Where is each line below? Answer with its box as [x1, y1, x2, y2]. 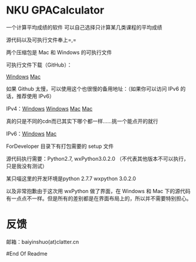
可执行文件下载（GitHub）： [6, 61, 72, 68]
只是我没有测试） [6, 162, 48, 170]
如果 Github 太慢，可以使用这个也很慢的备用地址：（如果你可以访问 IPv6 [6, 85, 180, 92]
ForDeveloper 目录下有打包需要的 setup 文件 [6, 142, 114, 150]
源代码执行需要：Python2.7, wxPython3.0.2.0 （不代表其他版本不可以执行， [6, 155, 190, 162]
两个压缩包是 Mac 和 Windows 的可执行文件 [6, 48, 112, 56]
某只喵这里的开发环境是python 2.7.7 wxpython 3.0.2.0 [6, 175, 137, 182]
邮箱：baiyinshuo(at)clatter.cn [6, 238, 79, 245]
